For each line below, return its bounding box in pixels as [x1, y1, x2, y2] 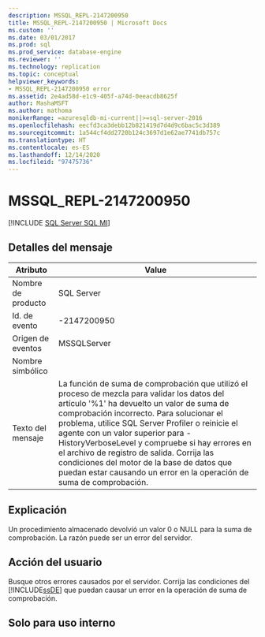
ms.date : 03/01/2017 [8, 33, 77, 42]
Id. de [12, 310, 33, 321]
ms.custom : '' [8, 26, 55, 34]
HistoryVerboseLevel [58, 437, 136, 448]
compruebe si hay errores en [144, 437, 252, 448]
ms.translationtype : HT [8, 136, 87, 144]
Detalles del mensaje [8, 241, 113, 255]
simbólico [12, 365, 49, 376]
